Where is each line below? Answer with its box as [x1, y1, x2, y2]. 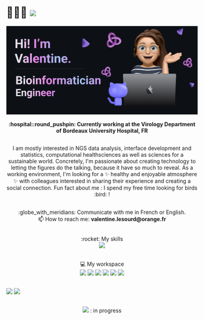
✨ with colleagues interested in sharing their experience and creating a [13, 177, 191, 185]
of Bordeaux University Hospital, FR [56, 127, 148, 134]
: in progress [90, 307, 122, 315]
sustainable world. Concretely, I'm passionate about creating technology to [8, 158, 196, 165]
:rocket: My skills [81, 235, 123, 243]
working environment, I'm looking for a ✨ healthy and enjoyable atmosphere [7, 171, 197, 178]
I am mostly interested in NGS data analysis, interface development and [12, 144, 192, 152]
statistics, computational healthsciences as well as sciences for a [20, 151, 184, 158]
